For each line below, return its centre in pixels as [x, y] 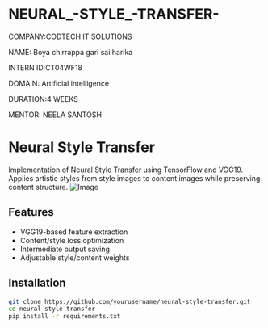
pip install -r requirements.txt [65, 317]
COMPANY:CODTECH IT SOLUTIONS [70, 36]
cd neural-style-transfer [52, 309]
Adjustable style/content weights [75, 257]
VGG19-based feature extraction [74, 232]
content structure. [38, 187]
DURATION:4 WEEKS [43, 99]
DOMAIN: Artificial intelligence [59, 83]
